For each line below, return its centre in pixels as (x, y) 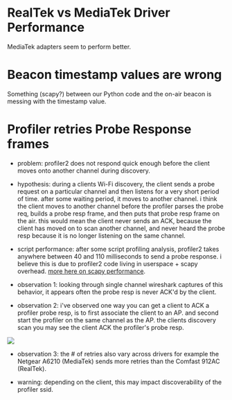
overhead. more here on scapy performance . (81, 271)
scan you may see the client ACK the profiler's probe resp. (101, 327)
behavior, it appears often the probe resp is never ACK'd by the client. (117, 292)
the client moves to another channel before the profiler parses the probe (120, 206)
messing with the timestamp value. (57, 101)
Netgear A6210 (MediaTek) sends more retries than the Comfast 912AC (118, 361)
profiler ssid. (35, 389)
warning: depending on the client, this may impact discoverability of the (119, 382)
